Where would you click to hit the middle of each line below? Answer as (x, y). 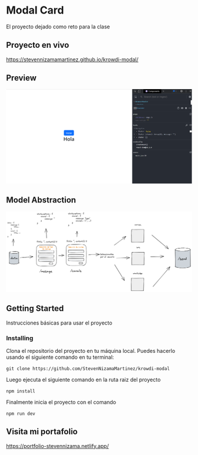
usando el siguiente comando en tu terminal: (60, 357)
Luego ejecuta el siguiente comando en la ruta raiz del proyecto (83, 379)
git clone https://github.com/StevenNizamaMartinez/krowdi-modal (88, 369)
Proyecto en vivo (38, 45)
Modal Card (35, 10)
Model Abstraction (41, 200)
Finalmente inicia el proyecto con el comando (61, 402)
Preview (22, 78)
